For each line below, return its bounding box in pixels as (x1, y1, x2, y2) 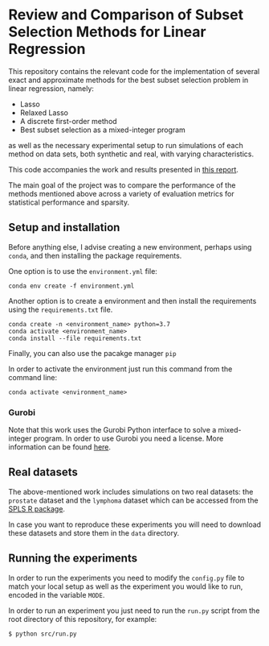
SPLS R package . (8, 503, 66, 513)
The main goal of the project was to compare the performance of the (8, 180, 236, 190)
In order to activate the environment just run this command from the (8, 364, 233, 374)
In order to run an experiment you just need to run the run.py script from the (8, 606, 260, 615)
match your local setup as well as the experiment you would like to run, (8, 582, 243, 591)
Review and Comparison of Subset (8, 6, 243, 24)
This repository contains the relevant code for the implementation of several (8, 66, 260, 76)
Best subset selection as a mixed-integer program (19, 125, 186, 135)
